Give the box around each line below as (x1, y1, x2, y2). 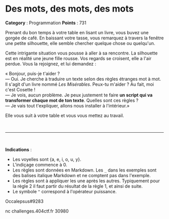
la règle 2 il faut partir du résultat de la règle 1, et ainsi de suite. (12, 183, 143, 189)
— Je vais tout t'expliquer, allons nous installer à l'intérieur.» (5, 102, 130, 108)
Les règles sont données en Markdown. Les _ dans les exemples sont (12, 167, 157, 173)
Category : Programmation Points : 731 (5, 20, 87, 26)
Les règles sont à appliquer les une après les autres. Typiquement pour (12, 178, 160, 184)
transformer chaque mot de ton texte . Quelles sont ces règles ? (5, 97, 139, 103)
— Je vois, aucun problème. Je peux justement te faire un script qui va (5, 92, 153, 98)
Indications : (5, 146, 32, 152)
